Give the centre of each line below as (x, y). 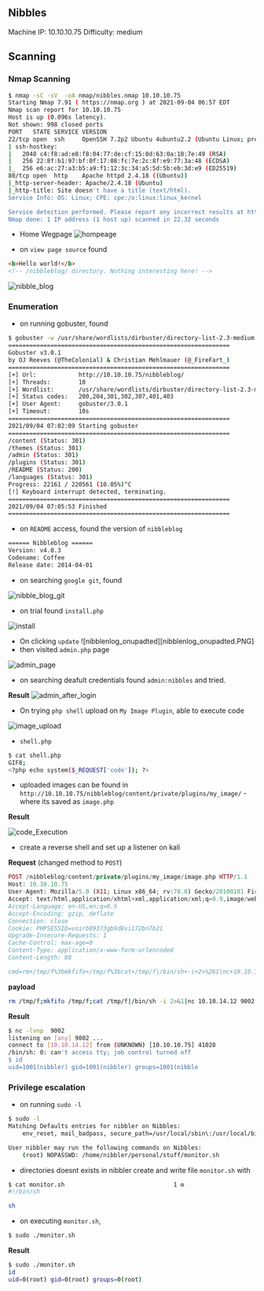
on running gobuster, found (64, 324)
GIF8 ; (17, 762)
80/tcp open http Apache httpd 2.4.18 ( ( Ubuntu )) (98, 176)
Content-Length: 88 (40, 958)
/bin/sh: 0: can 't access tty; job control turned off (100, 1053)
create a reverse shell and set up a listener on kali (100, 847)
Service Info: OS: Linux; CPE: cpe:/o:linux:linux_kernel (105, 197)
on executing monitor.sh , (60, 1221)
